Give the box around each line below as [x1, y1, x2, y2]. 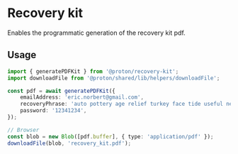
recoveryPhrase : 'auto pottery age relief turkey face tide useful [20, 101, 223, 108]
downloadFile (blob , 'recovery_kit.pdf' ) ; [7, 140, 132, 147]
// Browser [7, 126, 40, 133]
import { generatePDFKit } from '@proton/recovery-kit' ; [7, 67, 179, 75]
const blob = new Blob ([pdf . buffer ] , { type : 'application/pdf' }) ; [7, 133, 214, 140]
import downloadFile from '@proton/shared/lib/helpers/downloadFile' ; [7, 75, 220, 82]
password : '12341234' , [20, 107, 87, 114]
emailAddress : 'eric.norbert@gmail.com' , [20, 94, 144, 101]
